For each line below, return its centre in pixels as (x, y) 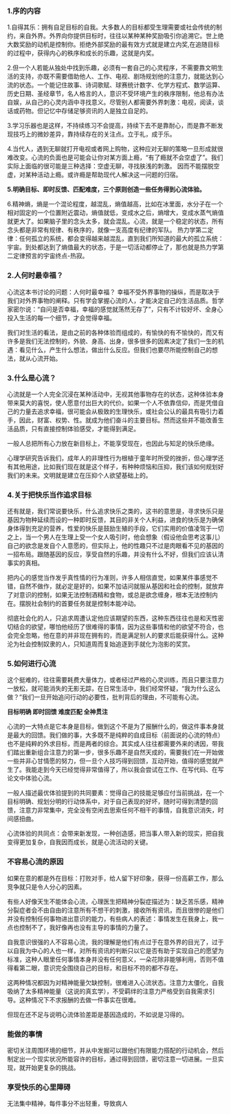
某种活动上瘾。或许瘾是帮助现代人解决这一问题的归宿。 (103, 175)
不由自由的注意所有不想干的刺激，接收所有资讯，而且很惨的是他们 (130, 910)
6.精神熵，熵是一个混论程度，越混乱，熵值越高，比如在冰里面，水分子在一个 (115, 204)
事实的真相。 (25, 563)
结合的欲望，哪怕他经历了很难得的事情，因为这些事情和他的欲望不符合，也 (118, 627)
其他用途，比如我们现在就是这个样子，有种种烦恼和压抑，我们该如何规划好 (118, 467)
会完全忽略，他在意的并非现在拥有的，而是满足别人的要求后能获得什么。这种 (115, 636)
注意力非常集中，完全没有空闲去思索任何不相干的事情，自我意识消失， (118, 810)
